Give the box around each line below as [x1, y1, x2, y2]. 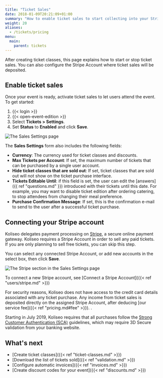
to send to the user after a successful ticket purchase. [12, 204, 120, 210]
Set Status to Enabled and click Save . [12, 124, 89, 130]
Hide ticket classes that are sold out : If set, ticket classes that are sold [12, 168, 154, 174]
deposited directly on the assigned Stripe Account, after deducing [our [5, 300, 147, 306]
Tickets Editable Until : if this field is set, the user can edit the [12, 178, 135, 184]
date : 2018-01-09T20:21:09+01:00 [5, 12, 73, 17]
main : [9, 39, 21, 44]
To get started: [5, 99, 35, 105]
